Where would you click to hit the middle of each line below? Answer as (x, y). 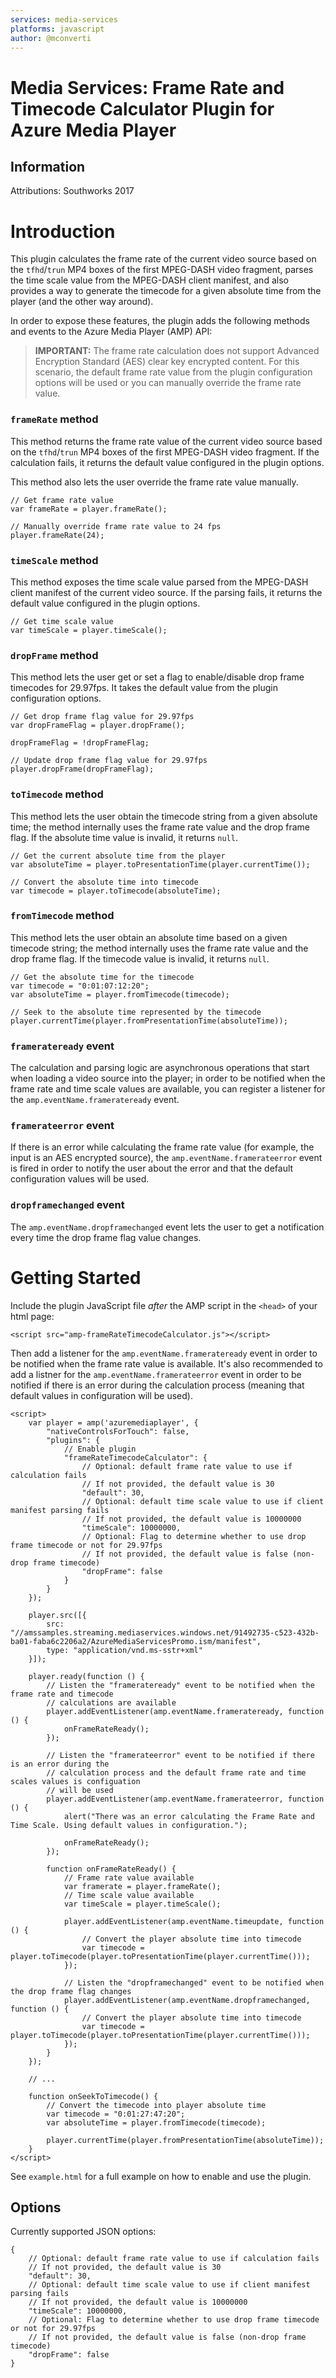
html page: (32, 1316)
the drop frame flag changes (71, 1991)
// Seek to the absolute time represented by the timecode (136, 1012)
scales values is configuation (75, 1781)
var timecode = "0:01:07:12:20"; (80, 986)
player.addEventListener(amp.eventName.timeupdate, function (194, 1921)
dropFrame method (54, 655)
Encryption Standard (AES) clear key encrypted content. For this (167, 362)
